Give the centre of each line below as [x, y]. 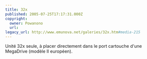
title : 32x [16, 10]
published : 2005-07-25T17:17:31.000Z [44, 14]
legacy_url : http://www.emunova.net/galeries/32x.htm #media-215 [73, 32]
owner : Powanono [26, 23]
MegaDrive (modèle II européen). [39, 51]
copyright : [16, 19]
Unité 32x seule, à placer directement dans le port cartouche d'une [73, 46]
